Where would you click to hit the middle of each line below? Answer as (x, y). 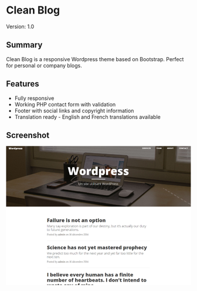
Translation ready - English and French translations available (88, 117)
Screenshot (28, 135)
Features (23, 84)
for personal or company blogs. (44, 65)
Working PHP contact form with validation (65, 104)
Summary (24, 45)
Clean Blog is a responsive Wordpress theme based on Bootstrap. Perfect (95, 59)
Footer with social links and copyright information (74, 111)
